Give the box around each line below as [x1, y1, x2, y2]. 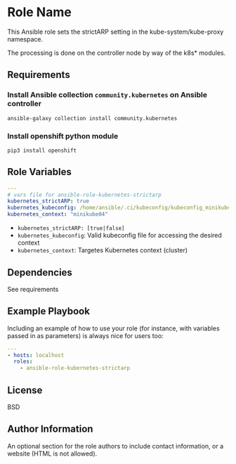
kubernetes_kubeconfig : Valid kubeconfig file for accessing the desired [17, 231, 223, 240]
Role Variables [7, 166, 72, 178]
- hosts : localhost [7, 352, 65, 359]
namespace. [7, 34, 44, 43]
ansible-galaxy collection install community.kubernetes [7, 115, 178, 122]
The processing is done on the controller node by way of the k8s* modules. [7, 49, 226, 57]
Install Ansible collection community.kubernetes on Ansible [7, 90, 207, 100]
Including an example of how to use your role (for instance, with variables [7, 324, 220, 333]
